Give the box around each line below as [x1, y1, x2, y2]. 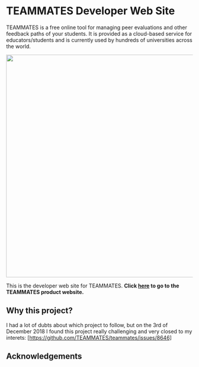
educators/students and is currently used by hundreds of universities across [6, 36, 192, 43]
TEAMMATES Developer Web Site [6, 4, 175, 18]
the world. [6, 43, 31, 50]
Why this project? [6, 306, 73, 316]
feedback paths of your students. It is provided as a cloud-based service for [6, 30, 192, 37]
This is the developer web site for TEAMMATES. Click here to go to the [6, 282, 179, 289]
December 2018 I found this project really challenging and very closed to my [6, 328, 192, 335]
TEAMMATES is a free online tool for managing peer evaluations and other [6, 24, 188, 31]
